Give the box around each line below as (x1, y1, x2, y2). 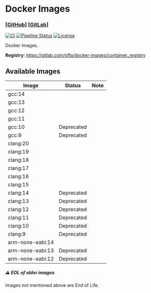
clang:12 (8, 206, 29, 213)
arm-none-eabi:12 (8, 255, 54, 263)
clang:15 (8, 181, 29, 188)
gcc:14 (8, 91, 25, 98)
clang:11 (8, 214, 29, 221)
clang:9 (8, 231, 26, 238)
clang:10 (8, 223, 29, 230)
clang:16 (8, 173, 29, 180)
